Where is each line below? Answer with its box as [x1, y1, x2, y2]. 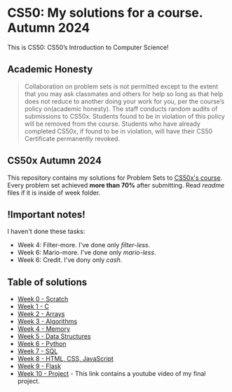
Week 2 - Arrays [17, 310, 65, 318]
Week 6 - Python [17, 339, 67, 348]
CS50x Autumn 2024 [7, 155, 102, 166]
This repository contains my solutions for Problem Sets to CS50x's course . [7, 174, 223, 182]
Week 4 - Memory [17, 325, 71, 333]
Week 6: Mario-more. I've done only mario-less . [17, 248, 156, 257]
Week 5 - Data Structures [17, 332, 91, 341]
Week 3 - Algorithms [17, 318, 78, 326]
